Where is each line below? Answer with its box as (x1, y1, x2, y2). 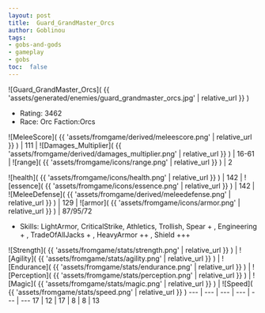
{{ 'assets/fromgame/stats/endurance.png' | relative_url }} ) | (52, 262, 251, 271)
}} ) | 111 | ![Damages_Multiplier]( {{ (8, 140, 122, 150)
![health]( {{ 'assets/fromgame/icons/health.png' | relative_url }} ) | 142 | (8, 172, 243, 182)
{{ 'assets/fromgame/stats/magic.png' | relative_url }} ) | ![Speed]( (37, 278, 253, 288)
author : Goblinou (8, 26, 66, 34)
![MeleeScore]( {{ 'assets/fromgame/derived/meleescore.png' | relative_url (8, 132, 252, 141)
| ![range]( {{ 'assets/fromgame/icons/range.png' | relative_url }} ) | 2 (8, 157, 233, 167)
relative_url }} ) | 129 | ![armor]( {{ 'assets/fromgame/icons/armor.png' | (8, 198, 240, 207)
